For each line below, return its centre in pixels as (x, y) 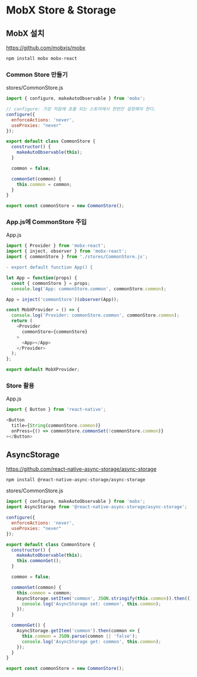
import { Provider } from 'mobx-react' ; (56, 246)
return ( (22, 321)
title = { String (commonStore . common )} (56, 426)
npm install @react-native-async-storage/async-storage (76, 479)
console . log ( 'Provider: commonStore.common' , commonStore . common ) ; (96, 315)
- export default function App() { (50, 267)
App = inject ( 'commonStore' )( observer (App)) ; (62, 300)
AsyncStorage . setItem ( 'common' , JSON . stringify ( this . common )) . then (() (105, 598)
